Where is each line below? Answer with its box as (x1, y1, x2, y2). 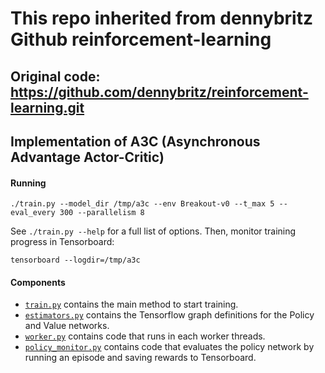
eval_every (10, 208, 56, 218)
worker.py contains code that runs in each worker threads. (24, 330, 266, 342)
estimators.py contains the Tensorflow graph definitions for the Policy (24, 309, 315, 321)
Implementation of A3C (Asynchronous (10, 133, 261, 150)
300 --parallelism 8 (59, 208, 145, 218)
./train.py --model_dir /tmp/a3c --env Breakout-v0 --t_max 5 (10, 199, 275, 209)
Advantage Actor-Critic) (10, 148, 165, 166)
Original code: (10, 68, 101, 85)
